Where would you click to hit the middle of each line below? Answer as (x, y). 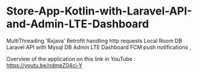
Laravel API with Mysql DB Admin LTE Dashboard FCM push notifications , (99, 47)
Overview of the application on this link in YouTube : (71, 59)
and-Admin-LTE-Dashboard (78, 24)
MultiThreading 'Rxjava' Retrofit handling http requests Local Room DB (94, 41)
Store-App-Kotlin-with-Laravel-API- (99, 11)
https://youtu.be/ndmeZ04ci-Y (45, 65)
